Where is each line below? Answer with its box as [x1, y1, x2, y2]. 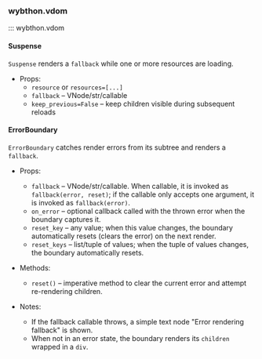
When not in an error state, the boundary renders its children [31, 333, 230, 343]
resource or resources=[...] [31, 82, 123, 92]
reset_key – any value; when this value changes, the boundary [31, 223, 234, 232]
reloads [31, 107, 56, 117]
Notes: [19, 302, 42, 311]
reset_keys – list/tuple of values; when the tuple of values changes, [31, 239, 249, 248]
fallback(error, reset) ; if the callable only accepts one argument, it [31, 190, 255, 199]
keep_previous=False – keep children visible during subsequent [31, 99, 235, 108]
